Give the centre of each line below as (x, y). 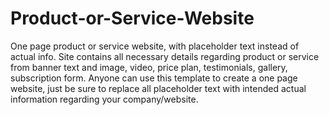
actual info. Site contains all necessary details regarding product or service (165, 56)
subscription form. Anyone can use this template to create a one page (154, 78)
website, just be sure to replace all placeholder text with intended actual (158, 88)
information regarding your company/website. (104, 99)
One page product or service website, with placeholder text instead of (155, 46)
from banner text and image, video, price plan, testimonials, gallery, (149, 67)
